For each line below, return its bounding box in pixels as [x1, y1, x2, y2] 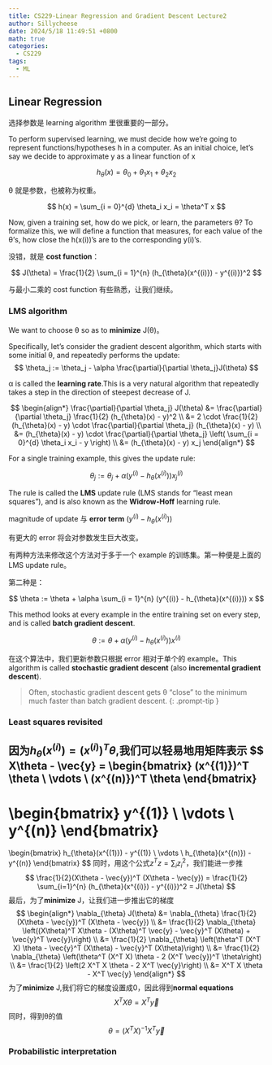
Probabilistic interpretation [8, 1046, 118, 1058]
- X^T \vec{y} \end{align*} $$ [87, 969, 186, 979]
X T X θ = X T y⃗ [113, 996, 160, 1007]
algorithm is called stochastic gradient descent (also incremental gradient [8, 663, 261, 673]
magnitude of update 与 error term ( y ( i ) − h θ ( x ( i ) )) [8, 513, 173, 526]
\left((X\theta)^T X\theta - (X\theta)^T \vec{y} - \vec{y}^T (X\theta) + [22, 925, 251, 936]
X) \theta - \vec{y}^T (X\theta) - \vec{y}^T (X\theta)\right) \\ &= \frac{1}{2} [13, 943, 260, 953]
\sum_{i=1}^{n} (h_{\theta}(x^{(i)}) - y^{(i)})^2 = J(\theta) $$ [37, 881, 236, 891]
